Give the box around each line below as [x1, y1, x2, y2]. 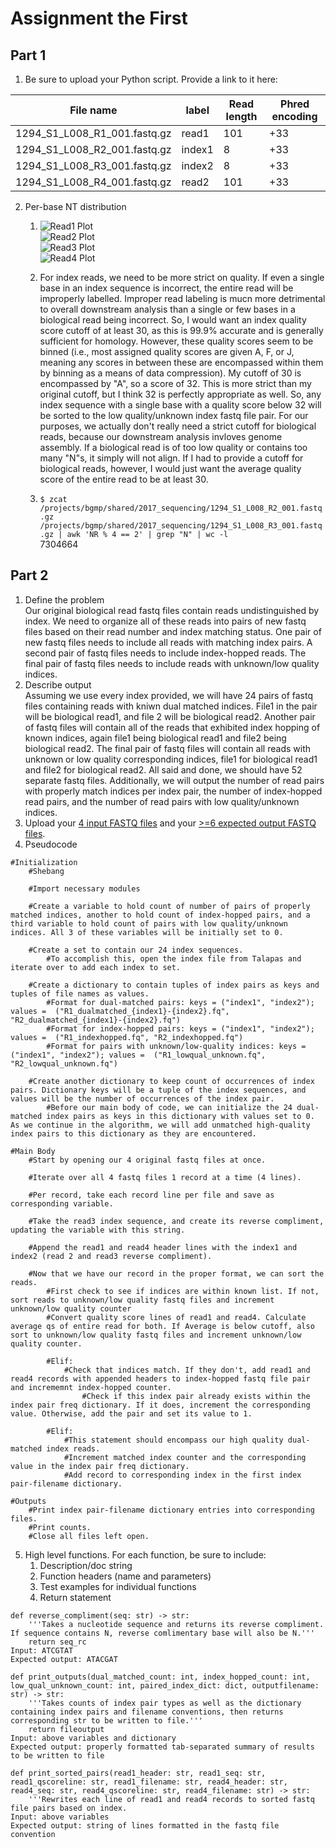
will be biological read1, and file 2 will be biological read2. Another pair [24, 710, 316, 722]
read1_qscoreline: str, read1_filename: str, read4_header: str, [10, 1777, 288, 1787]
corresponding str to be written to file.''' [10, 1715, 203, 1726]
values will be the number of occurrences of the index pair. [10, 1093, 275, 1104]
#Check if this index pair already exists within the [81, 1391, 311, 1401]
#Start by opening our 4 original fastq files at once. [28, 1155, 267, 1165]
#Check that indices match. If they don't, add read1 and [63, 1365, 311, 1375]
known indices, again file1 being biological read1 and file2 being [24, 732, 287, 744]
